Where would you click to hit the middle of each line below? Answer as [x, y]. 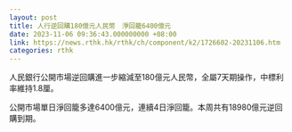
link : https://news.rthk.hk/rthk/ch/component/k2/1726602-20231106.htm [145, 42]
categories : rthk [41, 51]
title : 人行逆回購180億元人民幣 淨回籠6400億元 [90, 26]
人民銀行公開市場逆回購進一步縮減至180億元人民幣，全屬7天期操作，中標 [143, 78]
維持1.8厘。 [38, 88]
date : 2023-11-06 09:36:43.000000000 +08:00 [93, 34]
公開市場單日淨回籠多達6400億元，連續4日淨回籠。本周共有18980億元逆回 [146, 107]
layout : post [33, 17]
